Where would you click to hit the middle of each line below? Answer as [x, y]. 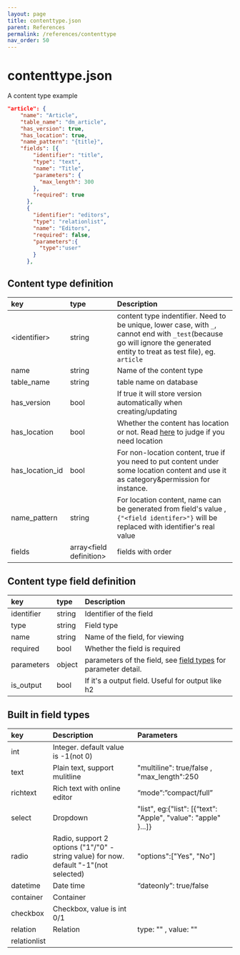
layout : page [27, 14]
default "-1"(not [80, 865]
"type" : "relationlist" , [70, 221]
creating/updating [147, 411]
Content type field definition [72, 582]
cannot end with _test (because [170, 334]
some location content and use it [172, 470]
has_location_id [37, 470]
